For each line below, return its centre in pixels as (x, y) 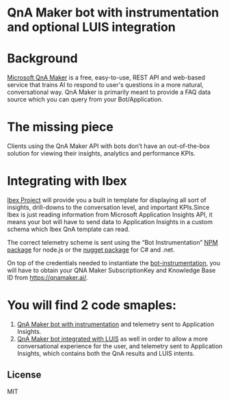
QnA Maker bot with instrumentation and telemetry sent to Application (116, 324)
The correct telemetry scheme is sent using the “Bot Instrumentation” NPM (113, 242)
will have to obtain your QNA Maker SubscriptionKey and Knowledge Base (111, 270)
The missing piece (60, 127)
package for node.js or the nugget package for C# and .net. (91, 250)
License (24, 375)
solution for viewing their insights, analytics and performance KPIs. (102, 154)
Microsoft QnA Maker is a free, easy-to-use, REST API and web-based (106, 77)
